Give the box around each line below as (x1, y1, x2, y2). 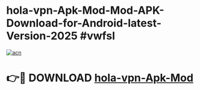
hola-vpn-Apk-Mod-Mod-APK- (6, 4, 164, 17)
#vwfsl (80, 29, 116, 43)
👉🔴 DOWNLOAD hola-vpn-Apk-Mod (6, 71, 194, 85)
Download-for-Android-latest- (6, 16, 161, 30)
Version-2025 (6, 29, 78, 43)
